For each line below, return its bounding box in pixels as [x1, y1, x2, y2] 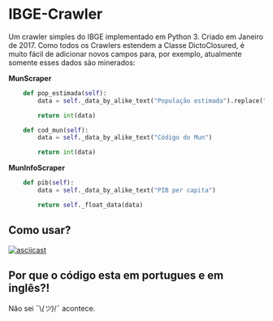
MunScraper [8, 73, 52, 83]
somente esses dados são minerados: [8, 58, 136, 67]
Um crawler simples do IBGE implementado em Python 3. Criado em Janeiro [8, 32, 264, 41]
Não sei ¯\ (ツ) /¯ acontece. [8, 304, 96, 314]
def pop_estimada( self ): [23, 89, 107, 98]
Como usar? [8, 223, 71, 237]
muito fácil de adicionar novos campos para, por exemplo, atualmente [8, 49, 242, 59]
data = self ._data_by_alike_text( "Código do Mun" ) [37, 133, 213, 142]
